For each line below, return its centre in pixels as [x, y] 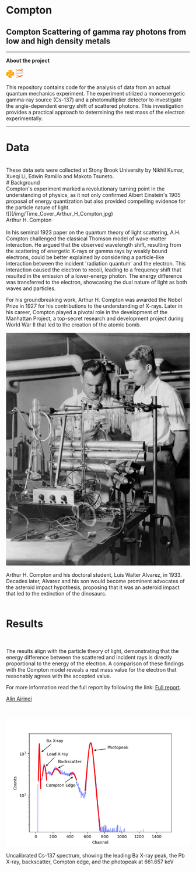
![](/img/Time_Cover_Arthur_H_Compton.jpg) [60, 213]
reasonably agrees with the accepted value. [59, 676]
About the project [28, 60]
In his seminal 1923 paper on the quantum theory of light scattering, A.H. [93, 232]
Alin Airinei [19, 699]
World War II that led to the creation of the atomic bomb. [73, 324]
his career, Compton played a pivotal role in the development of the [87, 312]
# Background [23, 182]
